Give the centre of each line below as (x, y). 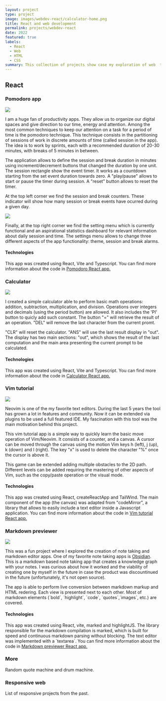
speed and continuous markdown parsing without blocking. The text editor (81, 636)
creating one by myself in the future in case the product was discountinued (82, 572)
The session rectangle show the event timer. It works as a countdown (76, 171)
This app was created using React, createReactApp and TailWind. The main (82, 497)
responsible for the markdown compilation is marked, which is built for (77, 630)
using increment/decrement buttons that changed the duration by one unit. (81, 165)
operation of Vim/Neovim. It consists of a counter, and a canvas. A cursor (80, 439)
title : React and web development (41, 23)
